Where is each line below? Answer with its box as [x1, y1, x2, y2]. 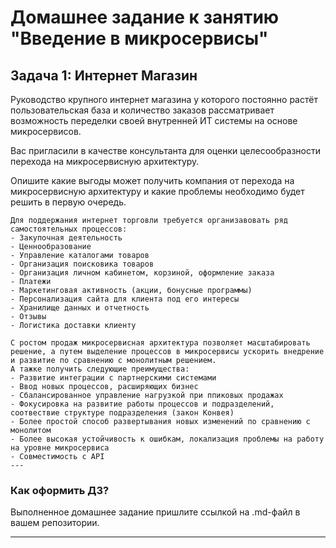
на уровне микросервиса [10, 443, 110, 453]
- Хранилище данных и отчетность [10, 303, 150, 313]
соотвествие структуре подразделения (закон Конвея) [10, 408, 235, 418]
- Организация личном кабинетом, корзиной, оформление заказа [10, 268, 275, 278]
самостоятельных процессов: [10, 224, 128, 234]
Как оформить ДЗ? [10, 483, 110, 497]
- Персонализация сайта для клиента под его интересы [10, 294, 240, 304]
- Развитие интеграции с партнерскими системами [10, 373, 217, 383]
